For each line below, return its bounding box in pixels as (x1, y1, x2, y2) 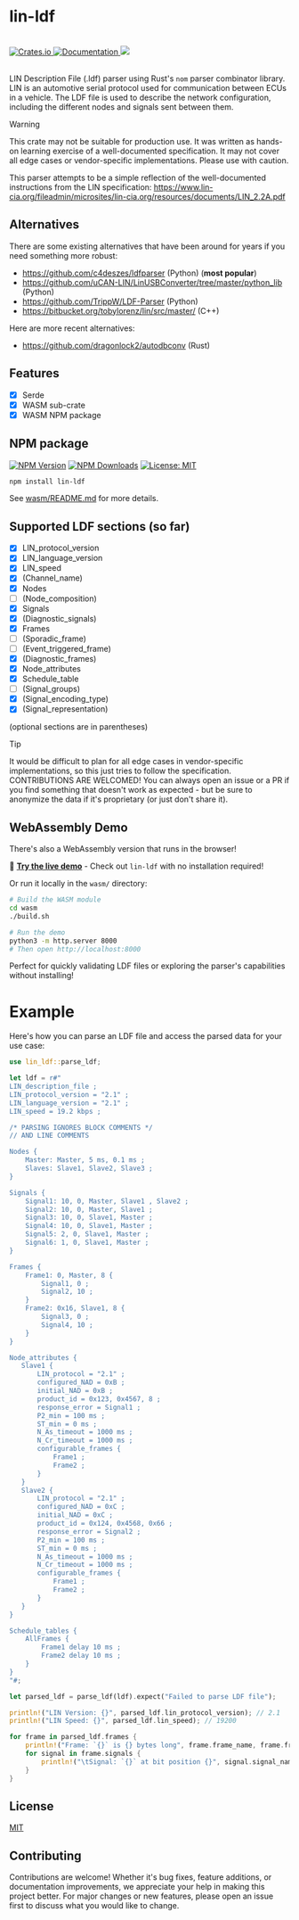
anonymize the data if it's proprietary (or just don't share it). (9, 794, 229, 804)
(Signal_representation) (21, 704, 109, 714)
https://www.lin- (153, 181, 214, 193)
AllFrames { (25, 1635, 69, 1644)
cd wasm (9, 903, 38, 912)
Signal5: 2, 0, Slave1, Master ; (25, 1230, 149, 1239)
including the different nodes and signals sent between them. (9, 101, 234, 112)
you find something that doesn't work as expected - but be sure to (9, 785, 253, 795)
